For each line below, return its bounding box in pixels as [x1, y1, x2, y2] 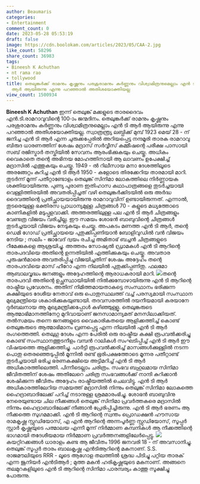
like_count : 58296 [6, 48, 52, 54]
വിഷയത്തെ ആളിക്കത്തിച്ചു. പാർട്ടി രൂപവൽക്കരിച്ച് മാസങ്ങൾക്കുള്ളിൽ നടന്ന [6, 343, 189, 350]
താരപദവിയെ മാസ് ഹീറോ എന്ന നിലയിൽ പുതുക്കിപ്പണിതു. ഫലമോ [6, 262, 167, 269]
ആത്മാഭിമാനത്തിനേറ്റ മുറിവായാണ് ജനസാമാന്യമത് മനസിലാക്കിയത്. [6, 310, 177, 317]
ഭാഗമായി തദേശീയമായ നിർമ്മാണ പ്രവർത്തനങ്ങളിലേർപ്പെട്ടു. [6, 432, 155, 439]
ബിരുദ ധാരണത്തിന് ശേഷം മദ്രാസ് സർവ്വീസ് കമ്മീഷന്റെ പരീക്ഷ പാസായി [6, 141, 187, 149]
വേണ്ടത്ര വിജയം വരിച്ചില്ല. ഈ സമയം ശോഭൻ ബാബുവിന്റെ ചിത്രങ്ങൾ [6, 215, 174, 222]
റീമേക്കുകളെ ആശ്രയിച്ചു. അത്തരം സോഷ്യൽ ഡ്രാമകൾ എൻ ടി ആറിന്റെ [6, 242, 180, 249]
